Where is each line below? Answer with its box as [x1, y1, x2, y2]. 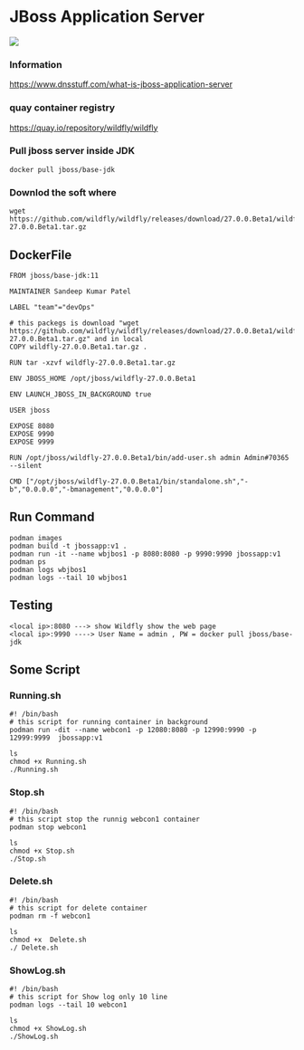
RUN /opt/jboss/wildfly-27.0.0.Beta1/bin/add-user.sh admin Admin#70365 [9, 453, 290, 463]
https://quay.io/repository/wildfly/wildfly [9, 122, 158, 133]
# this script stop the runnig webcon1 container [9, 815, 201, 824]
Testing [9, 597, 53, 613]
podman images [9, 533, 63, 542]
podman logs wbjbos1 [9, 565, 88, 574]
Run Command [9, 510, 95, 525]
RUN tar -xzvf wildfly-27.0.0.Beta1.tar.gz [9, 358, 176, 367]
